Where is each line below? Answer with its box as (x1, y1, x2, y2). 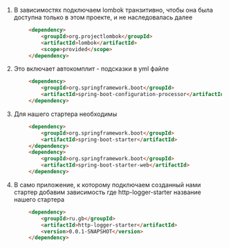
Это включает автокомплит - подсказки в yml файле (13, 65, 170, 73)
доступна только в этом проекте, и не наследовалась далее (13, 13, 193, 21)
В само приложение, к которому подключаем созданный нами (13, 180, 201, 189)
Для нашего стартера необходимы (13, 110, 118, 118)
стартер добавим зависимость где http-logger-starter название (13, 188, 202, 196)
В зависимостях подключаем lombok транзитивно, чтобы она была (13, 6, 213, 14)
